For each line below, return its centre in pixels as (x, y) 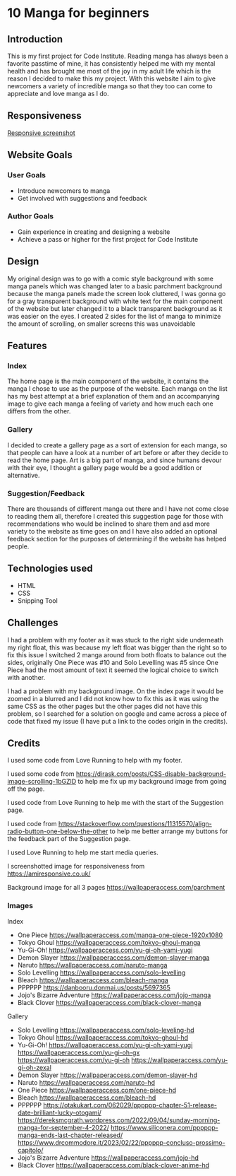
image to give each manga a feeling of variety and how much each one (110, 404)
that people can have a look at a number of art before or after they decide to (118, 452)
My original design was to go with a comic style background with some (110, 278)
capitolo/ (30, 1150)
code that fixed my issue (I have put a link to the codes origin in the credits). (117, 721)
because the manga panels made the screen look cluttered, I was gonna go (117, 293)
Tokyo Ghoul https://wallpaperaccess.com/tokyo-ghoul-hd (103, 1037)
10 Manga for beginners (78, 13)
